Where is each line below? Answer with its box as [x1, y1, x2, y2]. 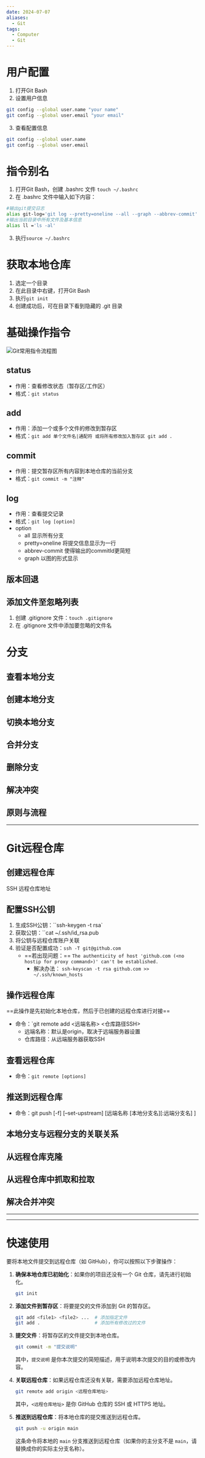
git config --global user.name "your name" [6, 106, 119, 113]
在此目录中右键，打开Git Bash [15, 287, 90, 294]
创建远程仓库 [6, 867, 55, 878]
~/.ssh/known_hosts [33, 972, 84, 978]
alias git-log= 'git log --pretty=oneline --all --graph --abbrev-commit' [6, 211, 198, 217]
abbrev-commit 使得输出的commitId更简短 [24, 547, 131, 554]
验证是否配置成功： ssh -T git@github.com [15, 944, 121, 952]
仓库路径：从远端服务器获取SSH [24, 1035, 105, 1043]
